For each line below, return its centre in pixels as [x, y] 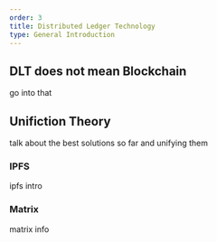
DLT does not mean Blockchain [98, 71]
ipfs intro [26, 186]
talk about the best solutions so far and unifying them [109, 143]
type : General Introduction [62, 34]
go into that [31, 93]
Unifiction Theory [60, 121]
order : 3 [26, 18]
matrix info [29, 229]
